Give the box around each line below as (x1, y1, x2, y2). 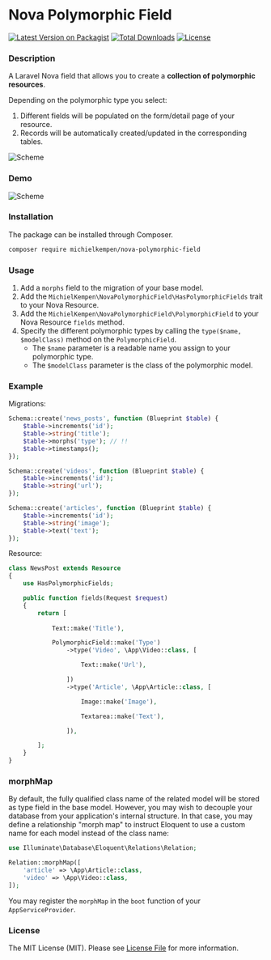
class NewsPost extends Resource (8, 564, 121, 572)
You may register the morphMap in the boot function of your (8, 896, 201, 906)
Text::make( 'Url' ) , (80, 661, 147, 669)
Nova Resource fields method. (19, 317, 125, 327)
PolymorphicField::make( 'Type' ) (51, 639, 161, 647)
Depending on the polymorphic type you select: (8, 96, 167, 105)
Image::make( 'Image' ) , (80, 698, 158, 706)
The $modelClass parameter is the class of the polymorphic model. (32, 360, 253, 370)
